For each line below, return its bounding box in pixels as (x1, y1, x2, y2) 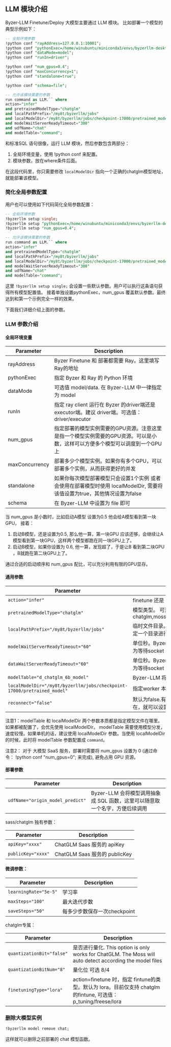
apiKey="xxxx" (8, 841, 42, 847)
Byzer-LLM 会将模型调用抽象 (91, 789, 161, 796)
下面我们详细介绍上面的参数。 (5, 306, 68, 313)
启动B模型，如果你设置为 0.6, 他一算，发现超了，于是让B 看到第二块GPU (12, 544, 165, 550)
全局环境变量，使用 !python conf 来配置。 (12, 151, 100, 157)
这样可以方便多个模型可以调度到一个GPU (64, 440, 162, 448)
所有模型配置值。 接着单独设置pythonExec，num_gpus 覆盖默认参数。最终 (9, 289, 166, 296)
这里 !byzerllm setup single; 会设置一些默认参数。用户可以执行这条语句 (5, 283, 159, 289)
